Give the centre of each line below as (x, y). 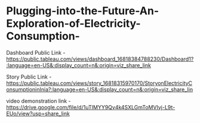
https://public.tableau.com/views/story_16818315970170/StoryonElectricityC (99, 83)
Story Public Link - (29, 77)
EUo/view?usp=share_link (38, 113)
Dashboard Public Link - (36, 52)
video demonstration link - (39, 101)
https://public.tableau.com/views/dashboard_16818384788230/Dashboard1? (100, 59)
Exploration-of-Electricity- (74, 23)
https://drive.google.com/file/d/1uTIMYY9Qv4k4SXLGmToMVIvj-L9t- (91, 107)
